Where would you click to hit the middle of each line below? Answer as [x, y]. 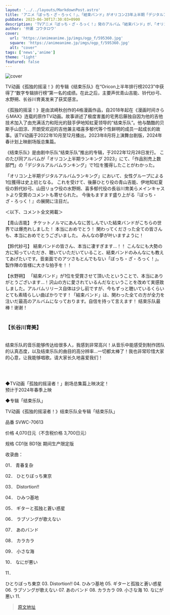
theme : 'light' [21, 57]
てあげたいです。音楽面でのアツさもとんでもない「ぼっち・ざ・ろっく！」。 [83, 259]
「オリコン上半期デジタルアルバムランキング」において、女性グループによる [84, 176]
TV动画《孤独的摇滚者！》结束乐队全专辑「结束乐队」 [61, 411]
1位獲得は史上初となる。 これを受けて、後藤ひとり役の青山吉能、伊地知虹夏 [84, 182]
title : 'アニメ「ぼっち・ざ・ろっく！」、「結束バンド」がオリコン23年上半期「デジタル [84, 15]
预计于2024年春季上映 [29, 390]
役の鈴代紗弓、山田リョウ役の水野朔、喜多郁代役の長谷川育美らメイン [78, 188]
